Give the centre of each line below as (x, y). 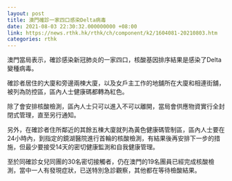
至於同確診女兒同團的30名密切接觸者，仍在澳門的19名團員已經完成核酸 (108, 162)
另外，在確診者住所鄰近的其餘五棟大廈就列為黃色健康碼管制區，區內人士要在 (116, 130)
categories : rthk (32, 39)
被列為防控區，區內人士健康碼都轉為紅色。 (68, 92)
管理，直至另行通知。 (49, 115)
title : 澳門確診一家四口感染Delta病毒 (57, 20)
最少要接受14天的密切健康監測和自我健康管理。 (92, 147)
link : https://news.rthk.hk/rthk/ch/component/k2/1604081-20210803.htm (112, 33)
